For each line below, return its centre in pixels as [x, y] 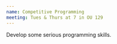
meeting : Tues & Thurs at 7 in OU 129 [55, 17]
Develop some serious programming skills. [59, 34]
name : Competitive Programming [45, 12]
